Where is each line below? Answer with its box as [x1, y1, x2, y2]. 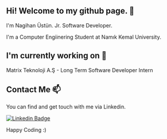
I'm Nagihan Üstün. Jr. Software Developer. [6, 21, 113, 29]
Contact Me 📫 [6, 85, 61, 95]
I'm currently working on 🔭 [6, 51, 107, 61]
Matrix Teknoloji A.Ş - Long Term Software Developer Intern [6, 66, 153, 73]
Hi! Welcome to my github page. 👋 [6, 6, 135, 16]
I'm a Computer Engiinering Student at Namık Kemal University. [6, 33, 162, 41]
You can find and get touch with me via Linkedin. [6, 103, 126, 110]
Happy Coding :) [6, 126, 47, 134]
